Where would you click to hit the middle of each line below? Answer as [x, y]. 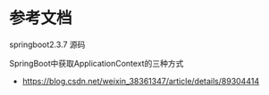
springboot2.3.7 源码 [47, 44]
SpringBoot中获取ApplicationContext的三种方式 [97, 63]
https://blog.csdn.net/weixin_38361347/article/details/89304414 [141, 81]
